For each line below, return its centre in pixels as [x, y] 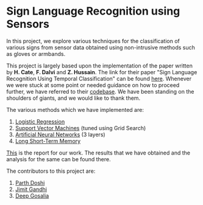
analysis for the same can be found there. [59, 159]
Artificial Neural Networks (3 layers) [60, 134]
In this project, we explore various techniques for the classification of [93, 41]
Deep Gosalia [32, 195]
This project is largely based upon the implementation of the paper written [100, 66]
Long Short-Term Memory [48, 141]
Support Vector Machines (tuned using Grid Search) [80, 128]
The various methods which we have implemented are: [75, 109]
